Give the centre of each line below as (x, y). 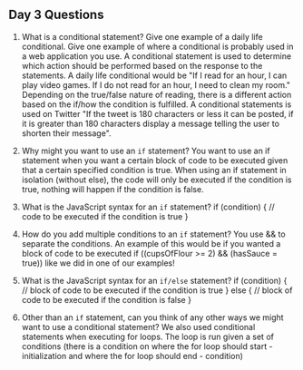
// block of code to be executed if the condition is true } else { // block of (157, 290)
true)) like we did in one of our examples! (98, 263)
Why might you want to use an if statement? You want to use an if (146, 151)
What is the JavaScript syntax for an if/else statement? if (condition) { (154, 280)
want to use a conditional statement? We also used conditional (138, 326)
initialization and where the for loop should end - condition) (132, 355)
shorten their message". (66, 133)
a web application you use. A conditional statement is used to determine (156, 56)
